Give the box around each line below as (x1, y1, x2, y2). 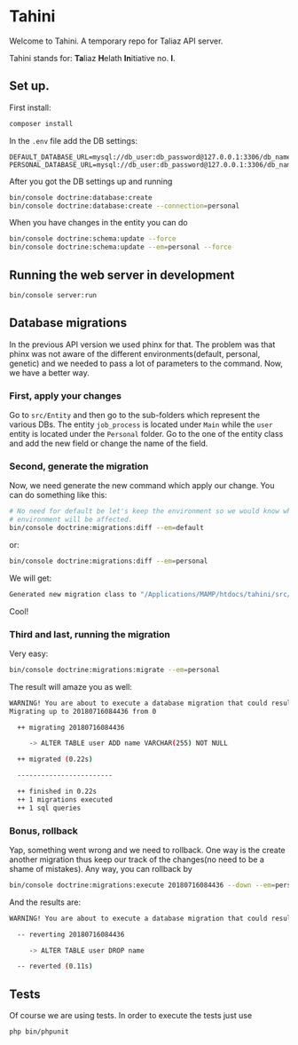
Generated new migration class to (9, 590, 137, 598)
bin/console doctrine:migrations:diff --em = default (9, 523, 204, 532)
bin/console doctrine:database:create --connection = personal (9, 202, 240, 210)
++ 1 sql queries (17, 804, 82, 812)
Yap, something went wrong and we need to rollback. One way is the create (9, 844, 286, 855)
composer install (9, 119, 74, 128)
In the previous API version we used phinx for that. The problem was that (9, 339, 276, 350)
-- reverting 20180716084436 (17, 930, 125, 938)
